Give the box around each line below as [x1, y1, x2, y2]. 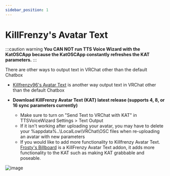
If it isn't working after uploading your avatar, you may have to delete [20, 122, 163, 129]
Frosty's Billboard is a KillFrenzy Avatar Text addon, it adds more [20, 144, 155, 150]
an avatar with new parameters [20, 134, 85, 140]
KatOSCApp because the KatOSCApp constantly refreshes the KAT [5, 51, 150, 57]
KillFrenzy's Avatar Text [5, 29, 108, 40]
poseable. [20, 155, 41, 161]
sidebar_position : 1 [5, 7, 49, 13]
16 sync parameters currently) [12, 102, 78, 108]
